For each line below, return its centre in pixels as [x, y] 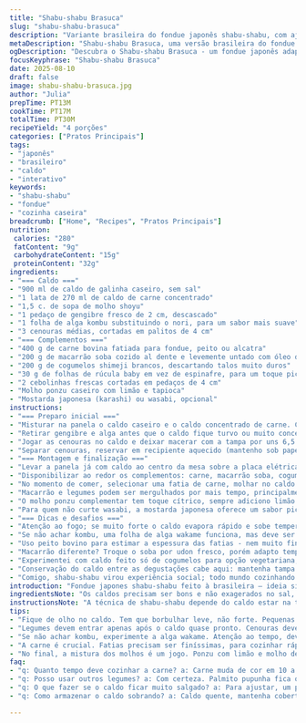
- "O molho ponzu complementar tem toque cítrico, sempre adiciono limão [153, 501]
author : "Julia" [40, 94]
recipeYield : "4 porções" [58, 129]
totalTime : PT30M [42, 119]
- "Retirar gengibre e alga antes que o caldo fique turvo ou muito [142, 433]
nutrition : [30, 230]
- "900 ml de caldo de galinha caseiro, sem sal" [106, 289]
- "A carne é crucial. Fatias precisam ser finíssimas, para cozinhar [146, 645]
